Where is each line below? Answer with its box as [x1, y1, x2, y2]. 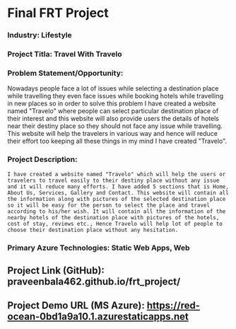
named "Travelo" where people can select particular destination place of [7, 107, 219, 115]
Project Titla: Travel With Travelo [7, 50, 122, 59]
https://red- [146, 299, 200, 312]
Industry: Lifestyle [7, 30, 72, 40]
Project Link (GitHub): [7, 264, 105, 277]
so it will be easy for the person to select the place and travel [7, 202, 211, 209]
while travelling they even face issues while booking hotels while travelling [7, 92, 224, 100]
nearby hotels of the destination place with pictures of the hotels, [7, 214, 220, 221]
